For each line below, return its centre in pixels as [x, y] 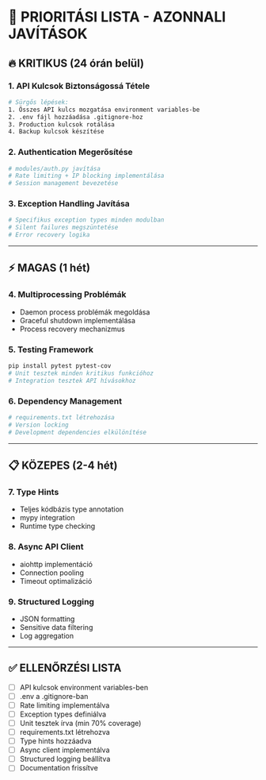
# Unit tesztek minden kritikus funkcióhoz [81, 373]
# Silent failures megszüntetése [63, 228]
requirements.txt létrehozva [65, 732]
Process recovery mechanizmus [72, 329]
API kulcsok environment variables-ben [84, 687]
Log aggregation [46, 635]
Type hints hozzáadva [56, 741]
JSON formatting [47, 619]
